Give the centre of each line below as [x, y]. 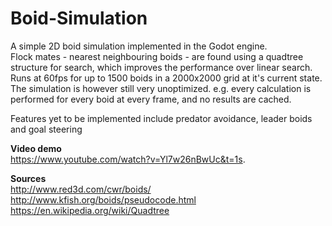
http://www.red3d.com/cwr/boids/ [81, 189]
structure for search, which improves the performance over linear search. [161, 67]
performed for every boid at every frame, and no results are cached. [151, 99]
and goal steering [46, 129]
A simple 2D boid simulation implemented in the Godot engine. [139, 46]
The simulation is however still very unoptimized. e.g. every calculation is [161, 88]
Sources [28, 178]
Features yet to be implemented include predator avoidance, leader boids [161, 118]
